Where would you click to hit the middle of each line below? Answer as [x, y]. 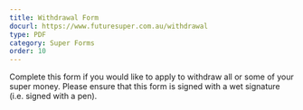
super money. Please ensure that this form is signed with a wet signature [145, 87]
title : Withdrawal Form [54, 18]
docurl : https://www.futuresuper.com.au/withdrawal [109, 26]
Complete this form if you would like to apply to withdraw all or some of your [151, 77]
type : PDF [28, 34]
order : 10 [28, 51]
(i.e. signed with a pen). [53, 96]
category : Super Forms [52, 43]
